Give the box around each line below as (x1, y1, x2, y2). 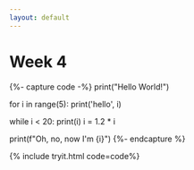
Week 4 (9, 51, 67, 72)
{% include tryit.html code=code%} (9, 150, 140, 161)
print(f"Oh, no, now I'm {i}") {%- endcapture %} (9, 133, 186, 144)
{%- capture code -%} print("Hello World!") (9, 81, 170, 92)
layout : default (9, 13, 70, 22)
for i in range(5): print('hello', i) (9, 98, 122, 109)
